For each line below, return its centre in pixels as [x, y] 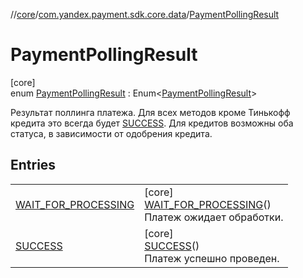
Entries [33, 165]
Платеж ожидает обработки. [214, 217]
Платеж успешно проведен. [212, 258]
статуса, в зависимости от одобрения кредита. [111, 133]
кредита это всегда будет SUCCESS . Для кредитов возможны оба [152, 123]
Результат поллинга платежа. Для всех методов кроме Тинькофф [150, 112]
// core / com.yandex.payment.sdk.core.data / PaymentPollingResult [145, 14]
